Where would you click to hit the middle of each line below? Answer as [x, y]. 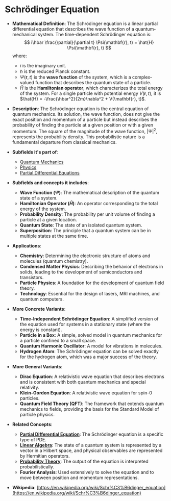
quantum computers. [42, 299]
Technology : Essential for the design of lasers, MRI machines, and [90, 293]
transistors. [32, 277]
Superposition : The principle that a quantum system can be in [85, 230]
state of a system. [39, 198]
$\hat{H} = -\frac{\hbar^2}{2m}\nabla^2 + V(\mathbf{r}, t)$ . [83, 98]
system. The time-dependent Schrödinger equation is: [94, 34]
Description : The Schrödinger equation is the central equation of [80, 109]
